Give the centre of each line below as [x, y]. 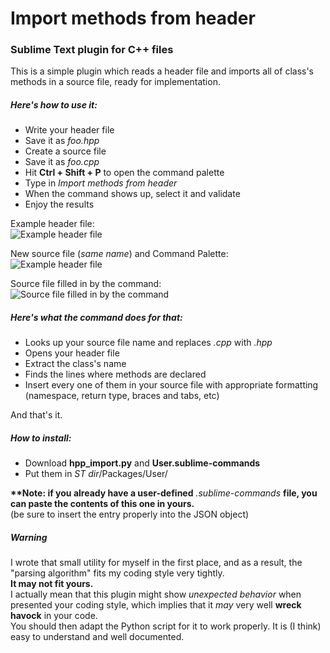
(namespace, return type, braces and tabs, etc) [122, 396]
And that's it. [36, 415]
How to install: [41, 438]
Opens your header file [72, 353]
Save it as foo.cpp [62, 162]
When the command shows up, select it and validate [132, 194]
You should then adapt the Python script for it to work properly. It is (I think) [166, 626]
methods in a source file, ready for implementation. [115, 82]
